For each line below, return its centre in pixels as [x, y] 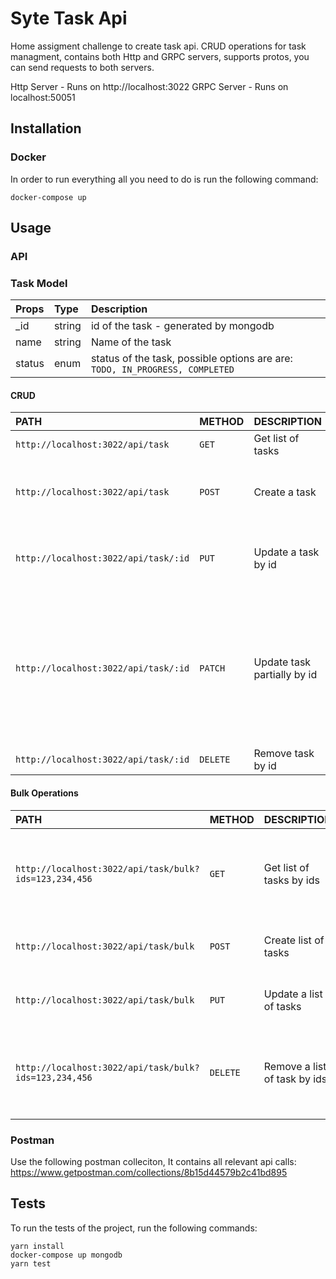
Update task [282, 662]
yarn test [31, 1263]
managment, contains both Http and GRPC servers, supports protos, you [160, 56]
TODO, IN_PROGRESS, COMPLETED [162, 370]
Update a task [286, 552]
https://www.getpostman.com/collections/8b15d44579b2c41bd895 [149, 1172]
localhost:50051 [43, 97]
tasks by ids [291, 880]
